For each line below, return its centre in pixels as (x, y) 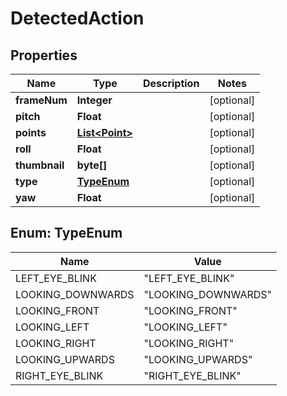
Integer (94, 100)
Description (171, 83)
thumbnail (40, 165)
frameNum (41, 100)
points (31, 132)
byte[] (92, 165)
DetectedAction (77, 18)
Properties (44, 55)
